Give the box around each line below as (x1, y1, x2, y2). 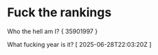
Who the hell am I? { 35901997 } (7, 27, 98, 35)
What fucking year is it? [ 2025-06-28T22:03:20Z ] (7, 40, 152, 48)
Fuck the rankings (7, 5, 112, 20)
